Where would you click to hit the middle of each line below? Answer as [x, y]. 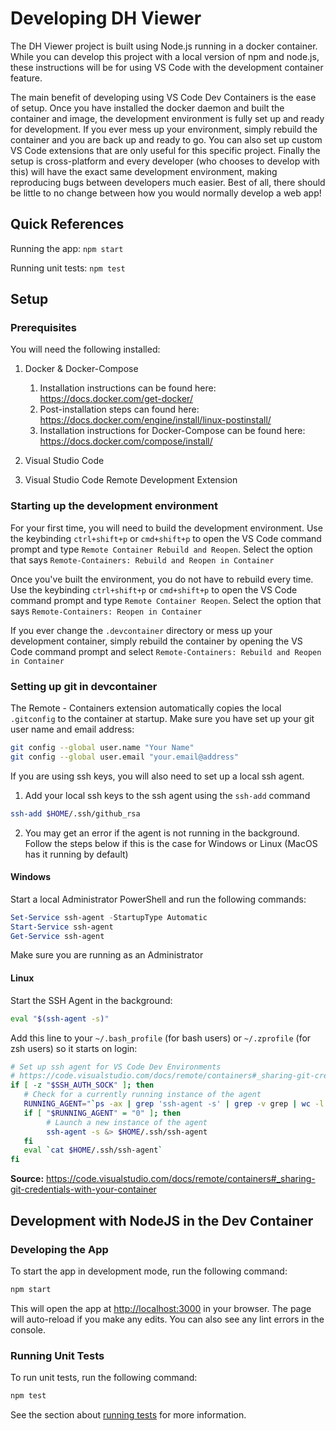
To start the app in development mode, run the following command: [149, 1271]
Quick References [67, 224]
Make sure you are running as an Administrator [107, 955]
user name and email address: [72, 729]
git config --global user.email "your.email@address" [125, 757]
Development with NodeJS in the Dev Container [162, 1220]
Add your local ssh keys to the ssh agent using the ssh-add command [167, 795]
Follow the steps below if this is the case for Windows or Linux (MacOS [171, 843]
